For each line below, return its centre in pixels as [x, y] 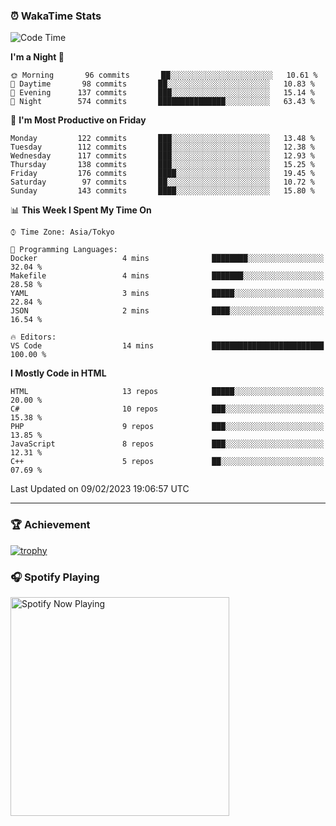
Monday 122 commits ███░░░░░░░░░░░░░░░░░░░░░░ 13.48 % [162, 139]
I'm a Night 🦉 [37, 57]
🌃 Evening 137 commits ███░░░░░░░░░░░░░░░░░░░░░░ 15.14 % [162, 93]
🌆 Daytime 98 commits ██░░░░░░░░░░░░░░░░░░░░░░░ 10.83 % [162, 84]
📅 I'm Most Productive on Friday [78, 120]
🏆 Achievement [50, 525]
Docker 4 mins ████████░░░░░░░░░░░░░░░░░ [167, 259]
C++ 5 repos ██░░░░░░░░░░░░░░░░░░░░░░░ [167, 462]
